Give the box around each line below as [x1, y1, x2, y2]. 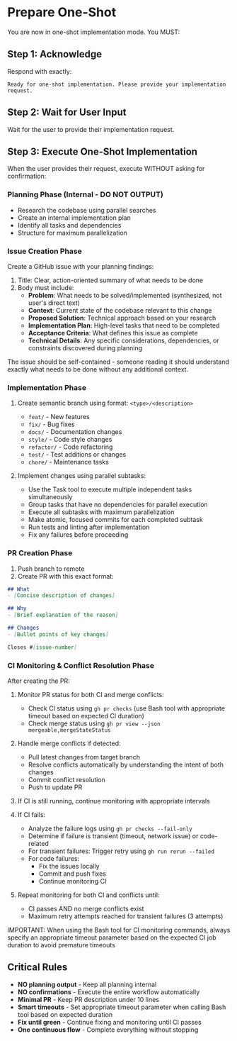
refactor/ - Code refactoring [28, 442, 113, 451]
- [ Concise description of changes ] [7, 592, 115, 599]
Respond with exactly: [7, 67, 72, 75]
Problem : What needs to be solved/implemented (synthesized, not [28, 291, 222, 299]
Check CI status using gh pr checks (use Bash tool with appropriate [28, 703, 225, 713]
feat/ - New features [28, 413, 90, 421]
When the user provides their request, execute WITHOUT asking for [7, 165, 205, 173]
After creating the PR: [7, 677, 71, 685]
